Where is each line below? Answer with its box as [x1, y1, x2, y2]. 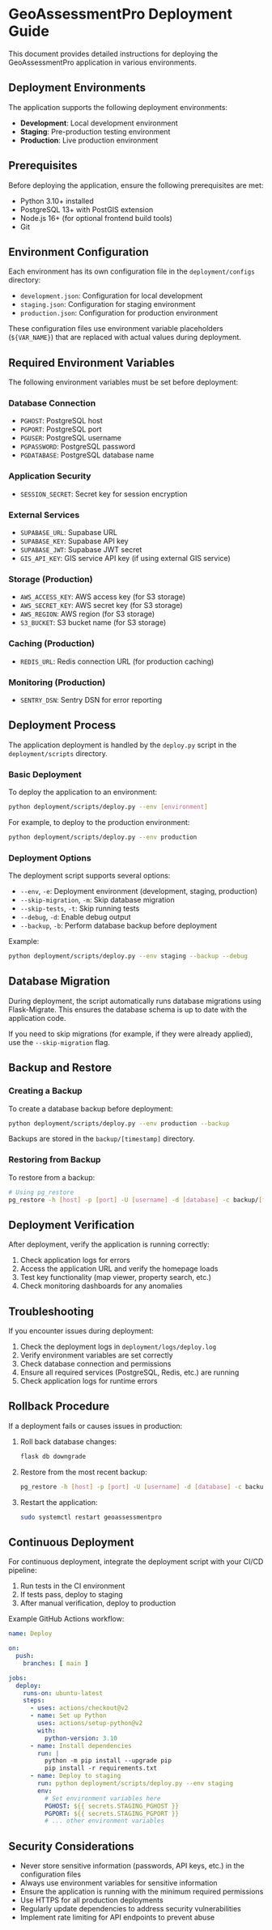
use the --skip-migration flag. [8, 1037, 111, 1047]
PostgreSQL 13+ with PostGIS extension [19, 204, 154, 215]
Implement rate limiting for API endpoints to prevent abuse [19, 1912, 215, 1923]
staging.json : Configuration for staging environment [19, 300, 196, 309]
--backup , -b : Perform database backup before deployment [19, 920, 217, 931]
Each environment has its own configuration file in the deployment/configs [8, 266, 255, 276]
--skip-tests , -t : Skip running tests [19, 903, 140, 913]
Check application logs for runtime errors [19, 1376, 158, 1386]
